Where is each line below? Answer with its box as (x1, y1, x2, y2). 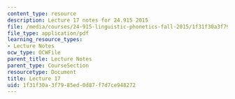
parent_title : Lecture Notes (7, 56, 92, 63)
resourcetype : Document (7, 68, 77, 75)
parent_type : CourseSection (7, 62, 90, 69)
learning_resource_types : (7, 36, 83, 43)
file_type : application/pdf (7, 29, 90, 37)
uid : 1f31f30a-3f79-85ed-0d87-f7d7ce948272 (7, 82, 136, 89)
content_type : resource (7, 10, 77, 17)
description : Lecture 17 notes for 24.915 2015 (7, 17, 149, 24)
